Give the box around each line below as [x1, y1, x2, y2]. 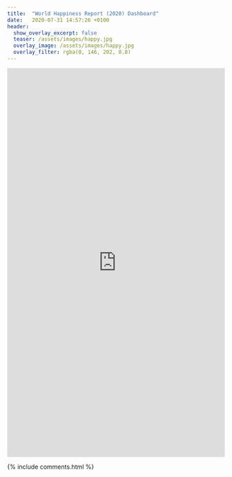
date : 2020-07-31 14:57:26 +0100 [7, 17, 110, 24]
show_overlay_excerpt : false [13, 29, 97, 37]
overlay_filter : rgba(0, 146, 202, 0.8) [13, 49, 131, 56]
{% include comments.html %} [7, 462, 95, 471]
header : [7, 23, 30, 30]
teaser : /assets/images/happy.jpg [13, 36, 113, 43]
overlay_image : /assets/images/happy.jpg [13, 42, 135, 49]
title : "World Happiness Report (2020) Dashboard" [7, 10, 159, 17]
